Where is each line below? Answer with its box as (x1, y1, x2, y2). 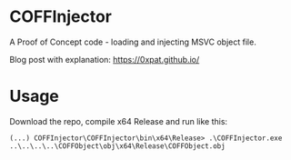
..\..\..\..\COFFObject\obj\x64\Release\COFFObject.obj (9, 141, 226, 151)
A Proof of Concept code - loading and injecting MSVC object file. (9, 36, 256, 47)
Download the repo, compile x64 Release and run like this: (9, 115, 228, 126)
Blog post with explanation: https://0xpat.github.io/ (9, 54, 200, 65)
